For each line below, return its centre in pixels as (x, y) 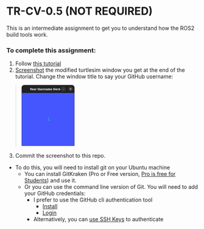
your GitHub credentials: (55, 193)
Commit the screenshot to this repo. (60, 155)
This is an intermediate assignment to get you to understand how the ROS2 (100, 28)
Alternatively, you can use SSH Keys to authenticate (98, 219)
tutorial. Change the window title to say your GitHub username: (94, 77)
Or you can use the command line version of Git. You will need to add (111, 186)
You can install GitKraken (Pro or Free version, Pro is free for (100, 174)
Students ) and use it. (50, 180)
